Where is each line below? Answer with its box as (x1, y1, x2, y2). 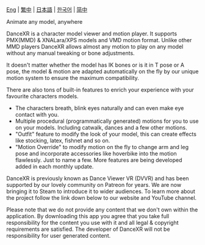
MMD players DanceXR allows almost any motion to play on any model (6, 43, 184, 50)
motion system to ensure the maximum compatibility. (6, 75, 139, 81)
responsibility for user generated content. (6, 232, 111, 239)
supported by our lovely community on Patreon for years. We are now (6, 181, 182, 188)
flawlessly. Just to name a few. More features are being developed (15, 156, 182, 164)
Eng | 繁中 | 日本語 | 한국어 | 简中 (6, 6, 88, 13)
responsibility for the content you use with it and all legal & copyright (6, 219, 179, 226)
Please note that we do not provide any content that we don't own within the (6, 206, 198, 213)
